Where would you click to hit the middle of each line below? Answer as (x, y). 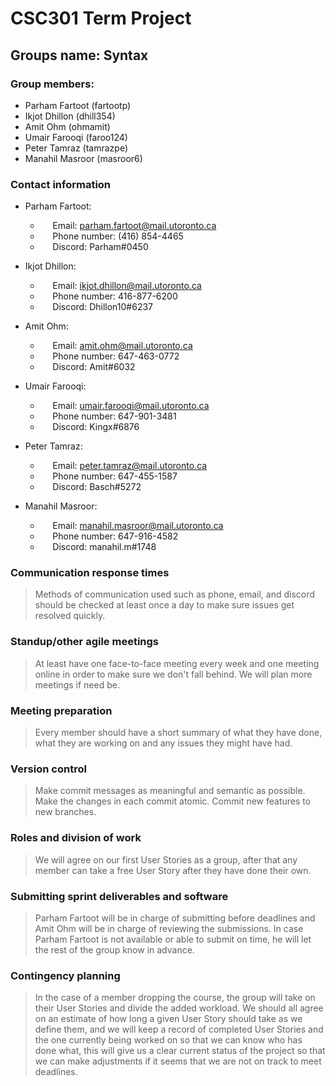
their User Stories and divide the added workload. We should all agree (179, 1008)
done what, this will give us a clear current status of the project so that (180, 1051)
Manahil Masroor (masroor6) (83, 158)
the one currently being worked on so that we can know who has (168, 1040)
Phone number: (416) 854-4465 (118, 236)
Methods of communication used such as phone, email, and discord (174, 594)
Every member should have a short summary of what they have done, (178, 733)
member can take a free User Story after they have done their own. (173, 870)
